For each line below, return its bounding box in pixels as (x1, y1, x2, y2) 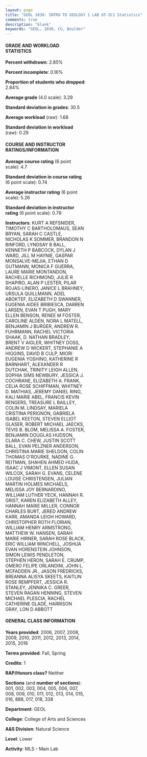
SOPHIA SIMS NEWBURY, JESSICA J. (5, 372, 84, 378)
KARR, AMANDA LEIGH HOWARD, (5, 513, 77, 520)
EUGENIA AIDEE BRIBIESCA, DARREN (5, 301, 84, 307)
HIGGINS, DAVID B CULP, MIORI (5, 350, 72, 356)
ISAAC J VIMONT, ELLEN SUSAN (5, 465, 75, 471)
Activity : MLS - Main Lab (5, 746, 59, 752)
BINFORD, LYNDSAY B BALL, (5, 241, 66, 247)
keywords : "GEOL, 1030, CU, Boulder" (5, 27, 86, 32)
